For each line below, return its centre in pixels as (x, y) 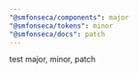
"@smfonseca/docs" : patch (57, 34)
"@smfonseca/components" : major (69, 17)
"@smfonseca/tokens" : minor (61, 26)
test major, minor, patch (53, 60)
